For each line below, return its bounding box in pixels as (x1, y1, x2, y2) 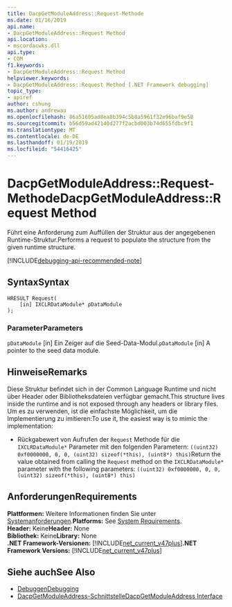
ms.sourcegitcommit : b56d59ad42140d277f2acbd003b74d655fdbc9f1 (7, 119, 194, 127)
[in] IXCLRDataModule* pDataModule (19, 301, 123, 308)
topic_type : (7, 88, 42, 94)
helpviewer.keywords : (7, 74, 70, 82)
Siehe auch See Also (7, 567, 96, 579)
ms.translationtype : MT (7, 126, 76, 133)
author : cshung (7, 101, 51, 108)
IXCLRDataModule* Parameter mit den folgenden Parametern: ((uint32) (17, 442, 219, 451)
